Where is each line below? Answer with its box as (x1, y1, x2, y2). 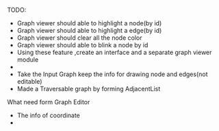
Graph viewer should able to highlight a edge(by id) (16, 27, 162, 34)
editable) (16, 78, 42, 85)
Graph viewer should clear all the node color (16, 34, 142, 42)
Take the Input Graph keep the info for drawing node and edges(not (16, 70, 208, 78)
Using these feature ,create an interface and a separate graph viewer (16, 48, 212, 56)
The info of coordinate (16, 111, 81, 119)
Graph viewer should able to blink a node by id (16, 41, 149, 49)
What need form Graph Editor (7, 98, 90, 106)
